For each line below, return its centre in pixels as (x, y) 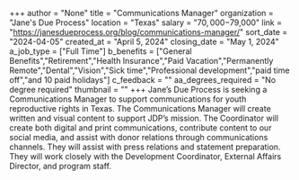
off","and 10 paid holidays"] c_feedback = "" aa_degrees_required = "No (143, 80)
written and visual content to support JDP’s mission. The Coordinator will (144, 118)
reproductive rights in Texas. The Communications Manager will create (140, 108)
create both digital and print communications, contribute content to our (141, 128)
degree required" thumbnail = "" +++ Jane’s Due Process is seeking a (138, 90)
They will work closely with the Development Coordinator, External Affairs (145, 156)
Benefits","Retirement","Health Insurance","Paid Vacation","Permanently (141, 61)
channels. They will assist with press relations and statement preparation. (145, 147)
